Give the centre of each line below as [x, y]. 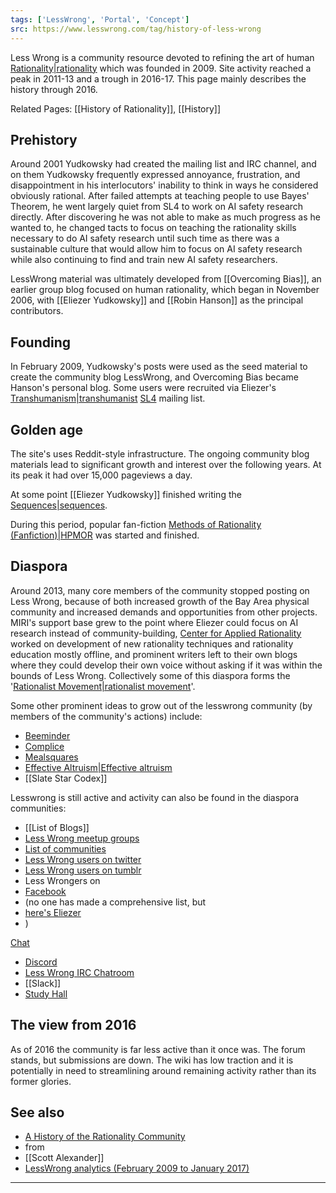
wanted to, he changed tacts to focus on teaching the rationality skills [153, 228]
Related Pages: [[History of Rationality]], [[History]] [116, 108]
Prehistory [44, 139]
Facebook [45, 891]
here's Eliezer [53, 912]
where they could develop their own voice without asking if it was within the [166, 665]
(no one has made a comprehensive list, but [115, 902]
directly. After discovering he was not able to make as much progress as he [166, 217]
